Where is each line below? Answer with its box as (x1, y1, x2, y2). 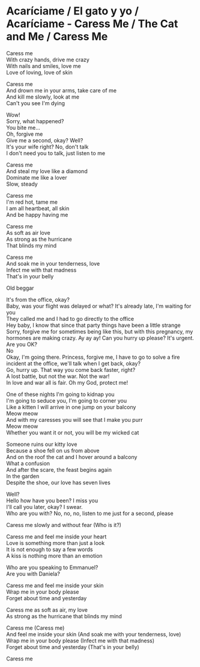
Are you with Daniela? (6, 570, 60, 577)
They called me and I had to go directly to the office (6, 315, 135, 322)
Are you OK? (6, 341, 38, 348)
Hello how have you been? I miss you (6, 497, 98, 504)
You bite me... (6, 124, 41, 131)
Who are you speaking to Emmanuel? (6, 564, 98, 571)
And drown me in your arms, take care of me (6, 87, 117, 94)
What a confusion (6, 460, 50, 467)
